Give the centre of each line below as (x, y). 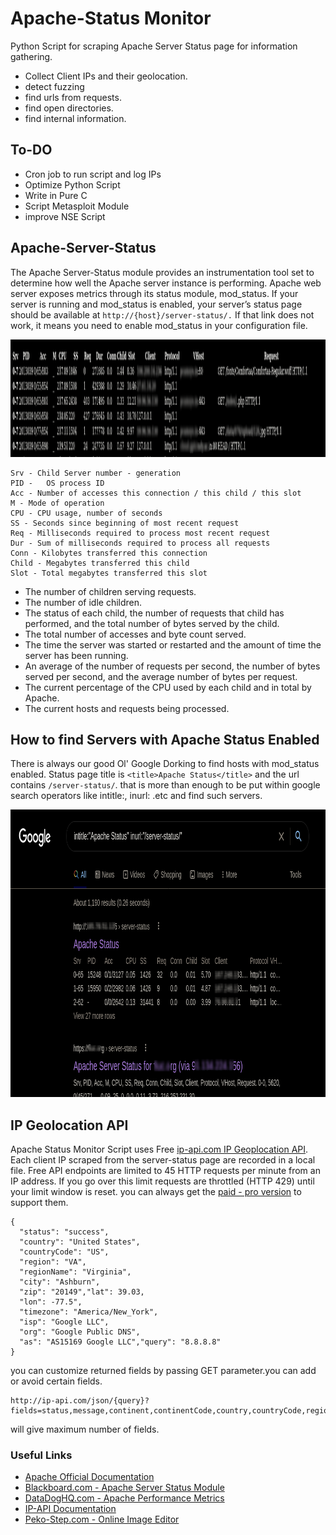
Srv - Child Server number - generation (96, 473)
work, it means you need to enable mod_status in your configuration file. (159, 325)
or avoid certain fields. (56, 1381)
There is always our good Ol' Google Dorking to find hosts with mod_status (165, 764)
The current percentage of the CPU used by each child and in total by (168, 687)
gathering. (31, 56)
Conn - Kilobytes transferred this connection (109, 553)
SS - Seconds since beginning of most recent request (125, 523)
